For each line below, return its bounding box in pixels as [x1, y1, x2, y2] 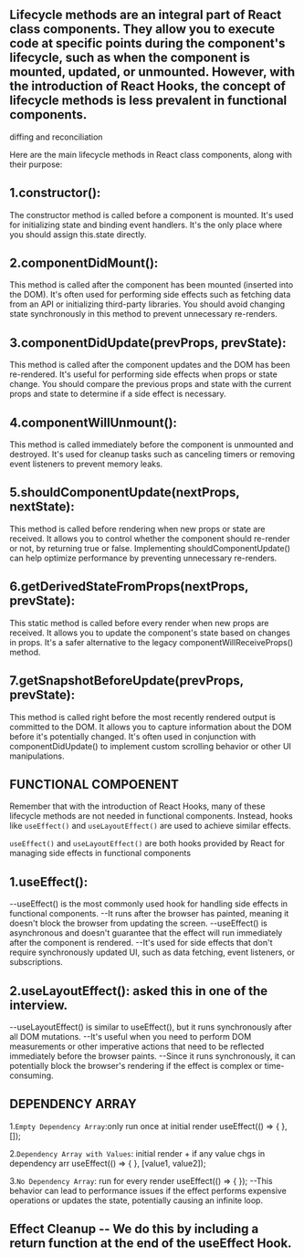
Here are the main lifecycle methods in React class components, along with [9, 149, 292, 160]
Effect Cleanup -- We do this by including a [9, 1221, 259, 1237]
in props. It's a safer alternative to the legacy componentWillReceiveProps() [9, 636, 294, 647]
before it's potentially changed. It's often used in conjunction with [9, 730, 257, 742]
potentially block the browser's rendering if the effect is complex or [9, 1060, 263, 1071]
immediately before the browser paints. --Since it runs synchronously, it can [9, 1050, 296, 1062]
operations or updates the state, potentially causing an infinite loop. [9, 1195, 263, 1206]
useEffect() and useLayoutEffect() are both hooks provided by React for [9, 838, 286, 849]
